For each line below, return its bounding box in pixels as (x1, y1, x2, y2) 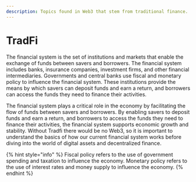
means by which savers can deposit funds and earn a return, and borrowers (6, 85, 191, 92)
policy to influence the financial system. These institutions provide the (6, 78, 176, 85)
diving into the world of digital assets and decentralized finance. (6, 139, 162, 147)
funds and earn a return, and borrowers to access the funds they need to (6, 114, 184, 122)
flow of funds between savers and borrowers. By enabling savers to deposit (6, 108, 190, 115)
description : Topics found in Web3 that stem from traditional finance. (6, 8, 188, 15)
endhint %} (6, 170, 34, 177)
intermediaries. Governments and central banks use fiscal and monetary (6, 72, 181, 79)
